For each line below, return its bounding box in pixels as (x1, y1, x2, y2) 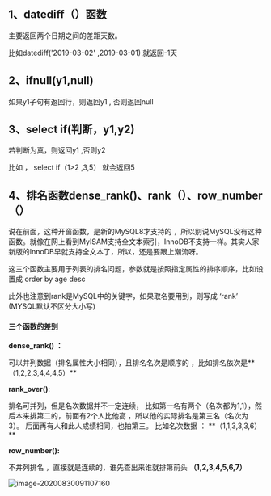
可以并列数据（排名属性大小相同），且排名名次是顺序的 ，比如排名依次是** (8, 358, 255, 368)
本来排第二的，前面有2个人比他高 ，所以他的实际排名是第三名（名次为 (15, 411, 249, 421)
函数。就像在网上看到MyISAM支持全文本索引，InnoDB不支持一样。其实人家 (8, 237, 260, 246)
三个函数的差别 (8, 322, 58, 331)
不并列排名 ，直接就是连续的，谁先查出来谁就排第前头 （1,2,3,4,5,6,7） (8, 463, 247, 473)
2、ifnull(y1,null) (8, 74, 95, 87)
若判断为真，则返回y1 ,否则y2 (8, 145, 106, 155)
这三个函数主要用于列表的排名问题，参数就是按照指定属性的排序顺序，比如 (8, 264, 256, 274)
